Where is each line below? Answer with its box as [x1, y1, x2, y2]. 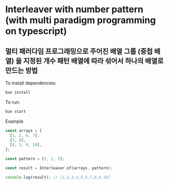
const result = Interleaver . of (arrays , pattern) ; [5, 166, 113, 171]
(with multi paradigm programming [5, 14, 156, 26]
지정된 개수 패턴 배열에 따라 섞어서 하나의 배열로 [23, 56, 164, 65]
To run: [5, 99, 20, 105]
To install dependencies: [5, 80, 57, 86]
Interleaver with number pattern [5, 4, 144, 15]
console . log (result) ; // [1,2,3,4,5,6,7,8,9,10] [5, 175, 110, 180]
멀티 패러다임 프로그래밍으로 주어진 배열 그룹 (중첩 [5, 47, 153, 56]
